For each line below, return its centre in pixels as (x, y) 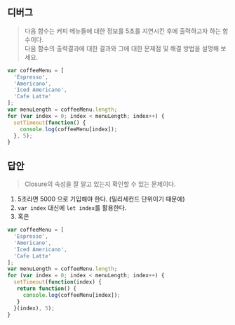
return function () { (47, 288)
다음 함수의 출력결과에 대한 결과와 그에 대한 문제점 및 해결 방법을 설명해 (122, 48)
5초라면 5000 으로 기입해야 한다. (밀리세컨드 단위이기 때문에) (101, 199)
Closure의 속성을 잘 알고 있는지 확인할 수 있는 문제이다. (100, 184)
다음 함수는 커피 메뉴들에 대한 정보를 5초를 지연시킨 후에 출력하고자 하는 (122, 31)
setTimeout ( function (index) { (58, 282)
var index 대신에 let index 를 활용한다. (72, 208)
